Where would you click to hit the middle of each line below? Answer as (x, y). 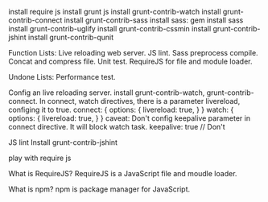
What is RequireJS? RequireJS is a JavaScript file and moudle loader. (123, 173)
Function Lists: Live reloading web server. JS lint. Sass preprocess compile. (134, 53)
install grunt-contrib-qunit (71, 37)
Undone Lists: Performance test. (62, 77)
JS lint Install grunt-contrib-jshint (63, 142)
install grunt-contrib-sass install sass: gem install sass (154, 20)
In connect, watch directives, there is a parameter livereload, (140, 101)
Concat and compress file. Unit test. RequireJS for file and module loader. (130, 61)
